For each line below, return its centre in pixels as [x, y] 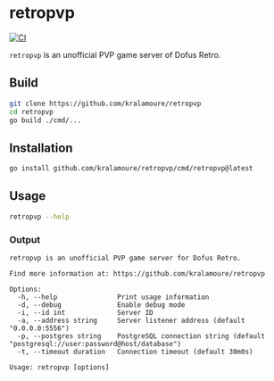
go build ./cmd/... [46, 120]
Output [25, 239]
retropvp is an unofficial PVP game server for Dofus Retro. [125, 258]
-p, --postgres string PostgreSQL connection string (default [141, 336]
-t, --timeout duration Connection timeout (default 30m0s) [135, 352]
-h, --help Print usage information [113, 297]
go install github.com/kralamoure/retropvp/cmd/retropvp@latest [131, 169]
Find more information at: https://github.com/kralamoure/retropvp [137, 274]
